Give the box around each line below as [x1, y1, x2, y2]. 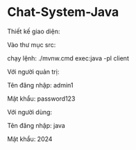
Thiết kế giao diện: [7, 27, 60, 35]
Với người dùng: [7, 108, 53, 116]
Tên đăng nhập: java [7, 121, 66, 129]
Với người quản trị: [7, 67, 60, 76]
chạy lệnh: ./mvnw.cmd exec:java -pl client [7, 53, 130, 62]
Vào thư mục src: [7, 40, 56, 49]
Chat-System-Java [7, 4, 119, 20]
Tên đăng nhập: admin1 [7, 81, 74, 89]
